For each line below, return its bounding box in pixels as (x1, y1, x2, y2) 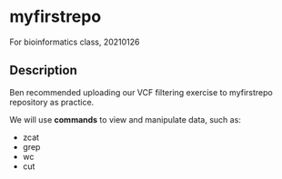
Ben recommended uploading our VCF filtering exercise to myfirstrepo (9, 86, 273, 97)
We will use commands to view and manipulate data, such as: (9, 114, 241, 124)
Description (9, 63, 77, 78)
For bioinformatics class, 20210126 (9, 36, 140, 47)
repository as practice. (9, 96, 95, 107)
